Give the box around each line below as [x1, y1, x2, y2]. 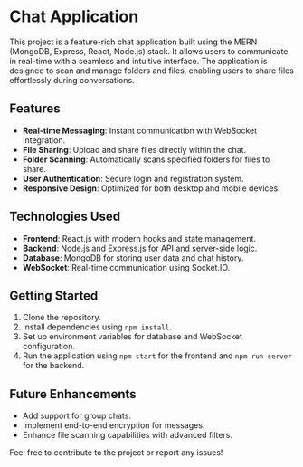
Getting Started [9, 288, 99, 303]
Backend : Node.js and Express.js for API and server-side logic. [22, 243, 258, 253]
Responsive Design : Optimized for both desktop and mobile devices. [22, 183, 280, 194]
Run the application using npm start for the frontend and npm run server [22, 350, 292, 361]
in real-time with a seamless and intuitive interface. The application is [9, 55, 268, 66]
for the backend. [22, 360, 85, 371]
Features [9, 101, 61, 117]
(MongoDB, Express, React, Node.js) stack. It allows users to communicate [9, 45, 289, 56]
